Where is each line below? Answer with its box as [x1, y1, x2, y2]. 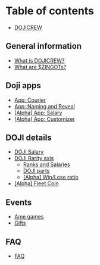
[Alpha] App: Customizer [14, 115, 75, 123]
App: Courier [14, 96, 46, 104]
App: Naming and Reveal [14, 102, 75, 110]
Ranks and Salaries [23, 161, 70, 168]
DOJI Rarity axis [14, 155, 54, 162]
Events [5, 197, 32, 207]
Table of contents [5, 4, 95, 18]
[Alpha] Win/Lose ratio [23, 174, 79, 181]
